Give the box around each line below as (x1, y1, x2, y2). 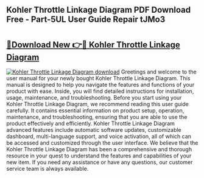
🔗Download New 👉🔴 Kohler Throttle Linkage (6, 39, 181, 50)
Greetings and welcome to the (121, 68, 197, 75)
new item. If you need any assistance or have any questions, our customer (6, 159, 193, 166)
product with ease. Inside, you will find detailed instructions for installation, (6, 87, 194, 95)
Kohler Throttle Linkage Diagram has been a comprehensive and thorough (6, 146, 192, 152)
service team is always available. (6, 165, 89, 172)
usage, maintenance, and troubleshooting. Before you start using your (6, 94, 182, 101)
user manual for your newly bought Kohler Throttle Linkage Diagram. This (6, 75, 191, 81)
